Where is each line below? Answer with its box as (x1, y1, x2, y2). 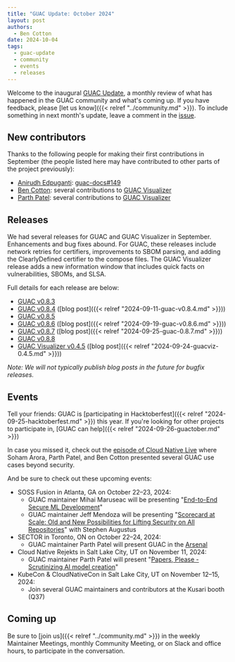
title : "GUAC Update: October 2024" (7, 10, 115, 18)
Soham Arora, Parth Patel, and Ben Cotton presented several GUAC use (7, 453, 215, 462)
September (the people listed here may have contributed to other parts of (7, 158, 220, 166)
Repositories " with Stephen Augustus (27, 525, 136, 533)
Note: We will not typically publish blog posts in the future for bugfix (7, 363, 205, 371)
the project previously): (7, 165, 75, 173)
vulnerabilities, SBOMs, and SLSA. (7, 270, 107, 279)
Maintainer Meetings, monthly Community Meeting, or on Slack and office (7, 639, 222, 647)
